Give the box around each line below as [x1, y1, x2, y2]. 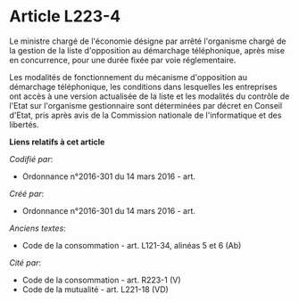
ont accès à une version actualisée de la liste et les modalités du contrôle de [9, 91, 290, 102]
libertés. [9, 118, 40, 130]
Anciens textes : [9, 223, 67, 233]
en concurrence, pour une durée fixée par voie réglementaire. [9, 54, 237, 65]
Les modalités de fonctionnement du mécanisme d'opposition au [9, 71, 248, 82]
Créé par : [9, 188, 45, 199]
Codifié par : [9, 153, 54, 164]
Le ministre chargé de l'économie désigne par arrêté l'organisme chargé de [9, 36, 287, 46]
